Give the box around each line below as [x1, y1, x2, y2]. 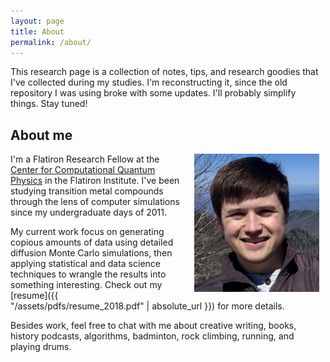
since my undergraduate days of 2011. [10, 206, 168, 219]
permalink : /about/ [10, 37, 92, 47]
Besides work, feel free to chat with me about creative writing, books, [10, 320, 297, 332]
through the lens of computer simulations [10, 196, 180, 208]
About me [10, 126, 73, 144]
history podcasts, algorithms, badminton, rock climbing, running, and [10, 330, 295, 342]
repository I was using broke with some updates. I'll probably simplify [10, 87, 297, 99]
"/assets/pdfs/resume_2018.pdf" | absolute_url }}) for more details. [10, 300, 285, 312]
